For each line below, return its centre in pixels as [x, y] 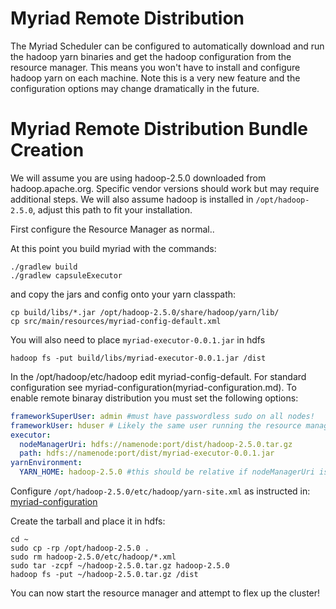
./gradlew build [44, 267]
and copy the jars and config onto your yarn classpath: [123, 294]
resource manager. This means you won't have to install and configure [155, 67]
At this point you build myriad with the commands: [113, 248]
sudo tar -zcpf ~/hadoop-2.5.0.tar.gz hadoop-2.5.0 [120, 566]
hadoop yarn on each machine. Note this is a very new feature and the [155, 78]
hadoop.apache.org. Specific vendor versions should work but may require [165, 188]
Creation [47, 150]
